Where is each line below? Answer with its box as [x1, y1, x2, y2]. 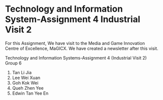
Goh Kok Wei [12, 80, 39, 86]
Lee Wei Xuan [12, 75, 41, 80]
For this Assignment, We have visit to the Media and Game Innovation [5, 40, 145, 46]
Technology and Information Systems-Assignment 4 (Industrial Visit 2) [5, 55, 147, 60]
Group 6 [5, 60, 22, 66]
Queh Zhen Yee [12, 85, 44, 91]
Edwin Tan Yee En [12, 90, 49, 96]
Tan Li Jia [12, 69, 32, 75]
